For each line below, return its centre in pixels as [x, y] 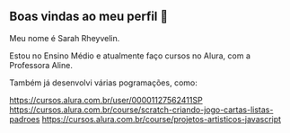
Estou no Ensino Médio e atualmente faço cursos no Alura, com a [130, 56]
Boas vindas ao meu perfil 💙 [89, 17]
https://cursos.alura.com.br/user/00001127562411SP [106, 100]
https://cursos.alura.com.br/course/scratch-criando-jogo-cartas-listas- [141, 110]
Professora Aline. [41, 65]
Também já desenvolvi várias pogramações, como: [103, 83]
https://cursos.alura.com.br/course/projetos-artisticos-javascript [161, 119]
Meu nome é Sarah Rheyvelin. [65, 38]
